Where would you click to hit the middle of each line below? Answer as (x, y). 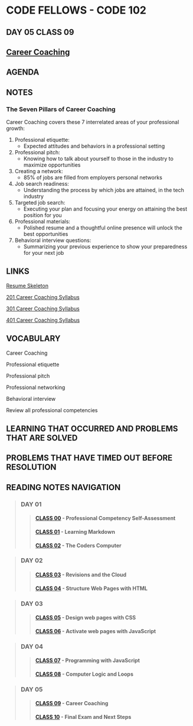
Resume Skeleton (27, 286)
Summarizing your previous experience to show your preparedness (105, 247)
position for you (42, 215)
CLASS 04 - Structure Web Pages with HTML (91, 588)
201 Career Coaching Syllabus (43, 297)
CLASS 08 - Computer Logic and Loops (84, 674)
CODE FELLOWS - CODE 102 (76, 10)
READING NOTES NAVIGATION (63, 487)
